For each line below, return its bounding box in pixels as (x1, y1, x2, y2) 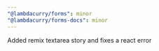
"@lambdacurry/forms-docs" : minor (7, 17, 109, 24)
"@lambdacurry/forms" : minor (7, 10, 92, 17)
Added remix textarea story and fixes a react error (7, 36, 152, 44)
